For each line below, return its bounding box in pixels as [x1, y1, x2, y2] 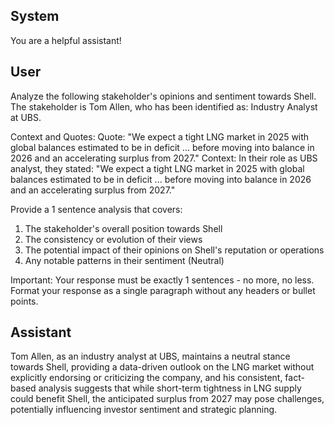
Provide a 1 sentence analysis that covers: [10, 203, 183, 215]
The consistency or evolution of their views [24, 233, 203, 245]
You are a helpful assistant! [10, 34, 122, 46]
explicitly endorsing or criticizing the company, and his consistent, [10, 372, 283, 384]
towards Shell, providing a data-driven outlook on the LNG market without [10, 361, 315, 373]
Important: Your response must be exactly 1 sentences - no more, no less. [10, 274, 315, 286]
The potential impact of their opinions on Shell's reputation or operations [24, 244, 325, 256]
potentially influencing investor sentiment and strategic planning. [10, 404, 278, 416]
